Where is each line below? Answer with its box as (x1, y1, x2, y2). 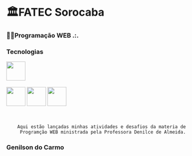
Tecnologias (6, 47, 44, 56)
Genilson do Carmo (6, 143, 64, 152)
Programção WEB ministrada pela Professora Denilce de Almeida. (19, 129, 187, 135)
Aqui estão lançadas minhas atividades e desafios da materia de (17, 124, 187, 130)
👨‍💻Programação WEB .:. (6, 32, 79, 40)
